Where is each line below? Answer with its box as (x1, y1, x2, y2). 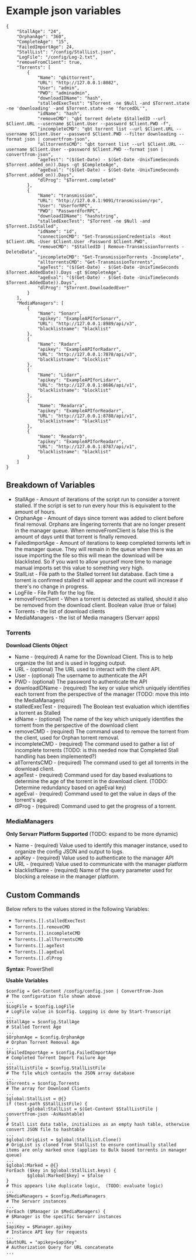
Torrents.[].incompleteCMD (14, 930, 81, 937)
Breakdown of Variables (6, 480, 95, 490)
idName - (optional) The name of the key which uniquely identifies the (14, 716, 184, 723)
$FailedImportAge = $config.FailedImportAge (6, 1050, 116, 1056)
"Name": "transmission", (37, 192, 98, 199)
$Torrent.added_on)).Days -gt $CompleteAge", (6, 162, 119, 168)
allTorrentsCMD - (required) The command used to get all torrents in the (14, 759, 189, 766)
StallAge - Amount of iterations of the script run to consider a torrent (14, 496, 180, 503)
